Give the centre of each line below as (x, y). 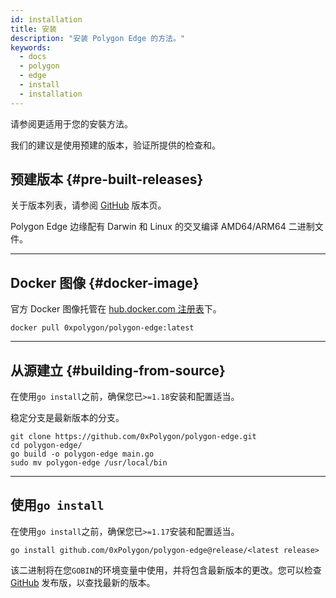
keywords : (31, 47)
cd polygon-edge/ (46, 446)
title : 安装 (33, 29)
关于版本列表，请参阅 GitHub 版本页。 (88, 205)
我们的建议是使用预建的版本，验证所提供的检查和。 (115, 145)
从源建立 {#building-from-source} (118, 370)
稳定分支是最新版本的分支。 (67, 418)
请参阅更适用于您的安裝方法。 (71, 123)
